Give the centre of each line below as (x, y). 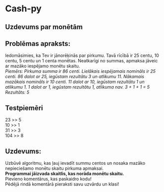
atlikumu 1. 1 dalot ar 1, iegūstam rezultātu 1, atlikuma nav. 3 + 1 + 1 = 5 (78, 87)
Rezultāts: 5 (17, 93)
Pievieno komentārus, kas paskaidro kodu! (48, 179)
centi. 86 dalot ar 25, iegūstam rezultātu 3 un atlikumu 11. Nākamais (75, 77)
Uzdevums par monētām (44, 27)
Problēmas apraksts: (38, 43)
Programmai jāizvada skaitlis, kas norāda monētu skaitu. (65, 174)
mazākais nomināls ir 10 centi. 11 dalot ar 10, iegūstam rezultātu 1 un (75, 82)
